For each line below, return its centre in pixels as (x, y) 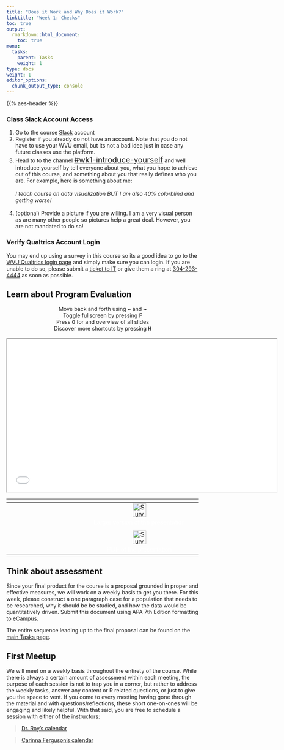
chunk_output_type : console (48, 86)
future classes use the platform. (55, 152)
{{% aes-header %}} (32, 103)
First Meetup (31, 656)
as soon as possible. (47, 275)
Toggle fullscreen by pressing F (103, 315)
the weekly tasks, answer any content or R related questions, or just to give (101, 691)
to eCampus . (22, 618)
